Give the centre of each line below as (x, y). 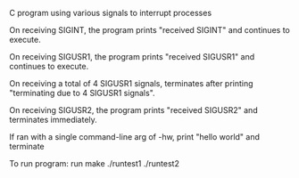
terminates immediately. (54, 120)
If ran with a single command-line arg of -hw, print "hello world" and (135, 137)
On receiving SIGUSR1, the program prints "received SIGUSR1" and (132, 57)
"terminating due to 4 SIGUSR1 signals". (82, 93)
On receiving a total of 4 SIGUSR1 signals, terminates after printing (131, 83)
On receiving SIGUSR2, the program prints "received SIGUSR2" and (133, 110)
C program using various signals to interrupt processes (111, 13)
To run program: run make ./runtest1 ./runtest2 (95, 163)
